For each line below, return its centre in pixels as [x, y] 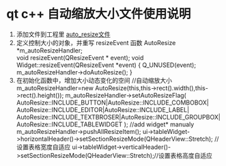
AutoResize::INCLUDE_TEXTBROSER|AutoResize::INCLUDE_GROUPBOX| [118, 117]
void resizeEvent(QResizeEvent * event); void [80, 57]
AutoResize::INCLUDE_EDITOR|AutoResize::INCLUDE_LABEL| [102, 109]
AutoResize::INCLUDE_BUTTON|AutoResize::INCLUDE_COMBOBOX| [112, 102]
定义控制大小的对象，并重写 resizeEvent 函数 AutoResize [96, 42]
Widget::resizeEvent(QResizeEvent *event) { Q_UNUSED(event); [106, 65]
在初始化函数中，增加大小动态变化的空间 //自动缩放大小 [94, 80]
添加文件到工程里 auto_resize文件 [63, 34]
